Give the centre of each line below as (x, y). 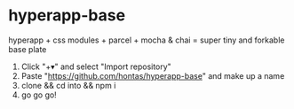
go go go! (39, 95)
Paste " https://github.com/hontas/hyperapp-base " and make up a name (153, 75)
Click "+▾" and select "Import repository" (96, 66)
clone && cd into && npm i (68, 85)
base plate (28, 49)
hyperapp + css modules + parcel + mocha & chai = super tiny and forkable (147, 40)
